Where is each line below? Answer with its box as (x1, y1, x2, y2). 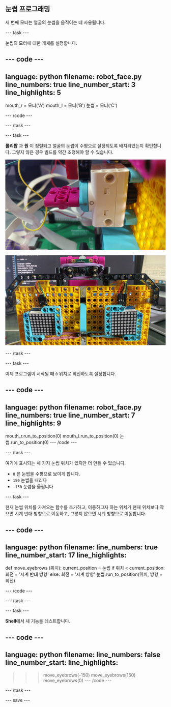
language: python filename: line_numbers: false (5, 651, 161, 659)
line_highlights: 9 (5, 419, 62, 427)
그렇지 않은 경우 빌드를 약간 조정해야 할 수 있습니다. (12, 149, 113, 155)
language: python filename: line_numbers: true (5, 543, 158, 551)
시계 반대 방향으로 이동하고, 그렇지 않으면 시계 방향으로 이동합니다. (14, 511, 147, 517)
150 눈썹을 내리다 (12, 477, 47, 483)
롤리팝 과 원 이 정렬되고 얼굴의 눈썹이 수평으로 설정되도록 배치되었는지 (5, 143, 144, 149)
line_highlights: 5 (5, 88, 61, 97)
